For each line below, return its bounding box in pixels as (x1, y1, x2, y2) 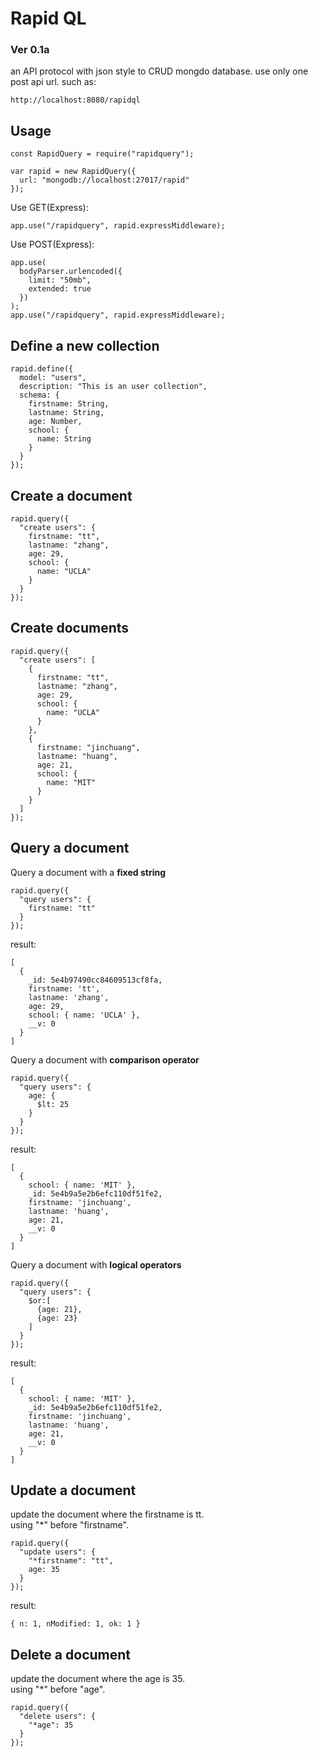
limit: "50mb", (28, 275, 92, 286)
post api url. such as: (10, 76, 97, 88)
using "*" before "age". (10, 1683, 106, 1696)
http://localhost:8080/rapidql (10, 95, 141, 106)
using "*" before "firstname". (10, 1519, 129, 1531)
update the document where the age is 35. (10, 1673, 186, 1685)
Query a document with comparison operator (10, 1053, 200, 1066)
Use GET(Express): (10, 202, 89, 214)
